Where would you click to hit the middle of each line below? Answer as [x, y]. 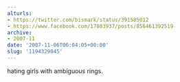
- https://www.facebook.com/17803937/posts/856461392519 [90, 26]
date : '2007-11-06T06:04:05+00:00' [58, 45]
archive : [20, 32]
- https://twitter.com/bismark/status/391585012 [78, 20]
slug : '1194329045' [35, 52]
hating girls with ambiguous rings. [55, 71]
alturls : [20, 13]
